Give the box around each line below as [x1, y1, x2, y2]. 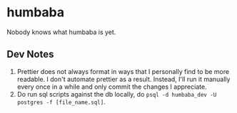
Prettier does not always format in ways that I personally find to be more [16, 67, 230, 75]
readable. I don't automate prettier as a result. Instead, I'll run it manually [16, 75, 231, 83]
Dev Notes [6, 48, 54, 60]
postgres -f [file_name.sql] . [16, 97, 106, 106]
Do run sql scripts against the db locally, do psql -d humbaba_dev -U [16, 90, 217, 98]
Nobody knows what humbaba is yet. [6, 28, 116, 36]
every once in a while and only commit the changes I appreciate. [16, 82, 208, 91]
